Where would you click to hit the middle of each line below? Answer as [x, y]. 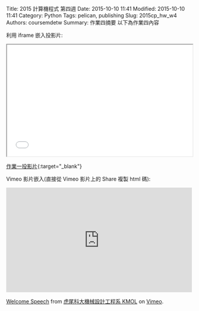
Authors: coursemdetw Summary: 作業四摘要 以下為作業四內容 [83, 22]
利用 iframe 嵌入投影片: [35, 35]
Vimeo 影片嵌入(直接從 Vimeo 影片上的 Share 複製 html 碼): [78, 179]
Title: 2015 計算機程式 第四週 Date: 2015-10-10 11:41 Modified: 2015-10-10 [96, 9]
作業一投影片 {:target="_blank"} [44, 166]
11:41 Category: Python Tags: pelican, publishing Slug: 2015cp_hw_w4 [91, 15]
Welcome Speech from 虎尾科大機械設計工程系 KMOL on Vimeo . [85, 301]
